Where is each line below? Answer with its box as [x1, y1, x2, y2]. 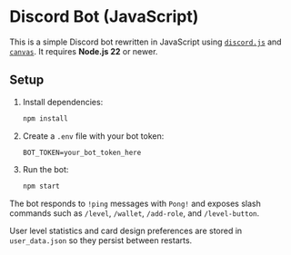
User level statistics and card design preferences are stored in [9, 225, 243, 236]
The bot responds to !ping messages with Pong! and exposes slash [9, 198, 261, 209]
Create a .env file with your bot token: [22, 130, 165, 142]
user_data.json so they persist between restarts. [9, 234, 193, 246]
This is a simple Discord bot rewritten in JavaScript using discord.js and [9, 36, 282, 47]
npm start [22, 181, 61, 191]
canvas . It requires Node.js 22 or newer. [9, 45, 158, 56]
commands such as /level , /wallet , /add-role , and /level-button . [9, 207, 260, 219]
